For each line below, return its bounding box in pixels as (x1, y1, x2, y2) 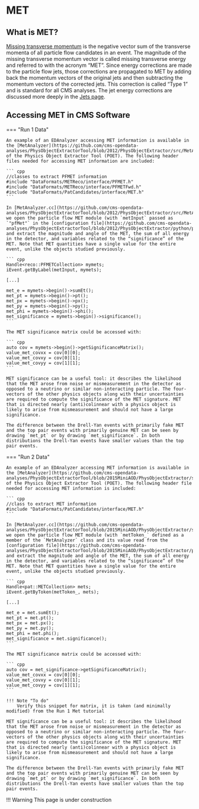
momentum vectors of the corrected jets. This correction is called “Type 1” (6, 80, 188, 88)
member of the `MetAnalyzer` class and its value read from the (6, 537, 168, 543)
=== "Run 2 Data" (6, 453, 50, 460)
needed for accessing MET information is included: (6, 485, 136, 491)
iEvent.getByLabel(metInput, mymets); (6, 267, 102, 273)
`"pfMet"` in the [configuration (6, 220, 89, 226)
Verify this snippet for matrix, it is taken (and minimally (17, 702, 171, 709)
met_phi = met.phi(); (6, 630, 60, 636)
